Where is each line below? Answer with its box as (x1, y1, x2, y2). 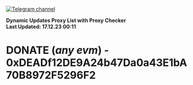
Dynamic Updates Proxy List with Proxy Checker (6, 17, 126, 23)
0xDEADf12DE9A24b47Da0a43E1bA (6, 56, 187, 70)
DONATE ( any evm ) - (6, 44, 109, 57)
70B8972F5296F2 (6, 69, 96, 82)
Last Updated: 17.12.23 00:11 (6, 23, 76, 30)
